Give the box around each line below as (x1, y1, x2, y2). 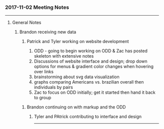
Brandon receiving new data (19, 29, 77, 35)
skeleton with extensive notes (34, 53, 94, 59)
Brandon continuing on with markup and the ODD (26, 104, 126, 110)
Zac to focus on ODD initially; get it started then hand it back (34, 89, 156, 95)
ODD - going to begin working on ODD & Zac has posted (34, 48, 148, 54)
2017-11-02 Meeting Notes (5, 4, 69, 11)
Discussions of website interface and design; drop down (34, 58, 148, 64)
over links (34, 69, 54, 75)
